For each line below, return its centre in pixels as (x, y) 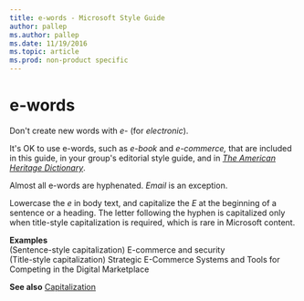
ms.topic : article (44, 52)
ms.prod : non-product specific (69, 60)
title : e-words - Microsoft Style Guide (88, 18)
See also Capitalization (53, 286)
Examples (29, 240)
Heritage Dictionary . (48, 167)
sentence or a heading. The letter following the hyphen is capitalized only (147, 213)
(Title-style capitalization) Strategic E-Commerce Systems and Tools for (145, 259)
